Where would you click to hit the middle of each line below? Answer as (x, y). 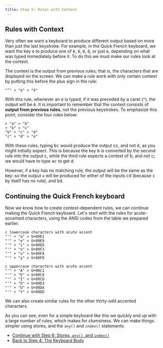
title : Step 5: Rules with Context (41, 9)
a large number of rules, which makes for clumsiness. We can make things (80, 321)
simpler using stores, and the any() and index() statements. (65, 326)
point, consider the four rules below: (41, 115)
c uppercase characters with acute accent (49, 266)
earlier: (12, 223)
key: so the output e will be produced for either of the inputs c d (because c (80, 176)
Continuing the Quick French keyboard (65, 196)
